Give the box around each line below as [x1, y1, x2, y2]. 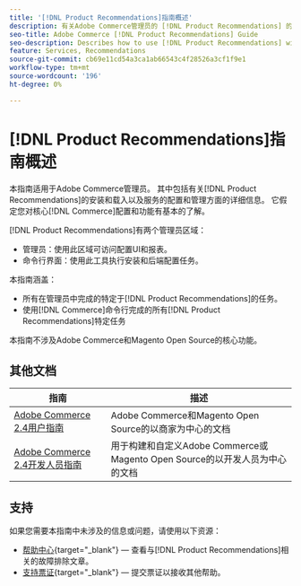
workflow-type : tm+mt [9, 64, 90, 73]
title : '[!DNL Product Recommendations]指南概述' [9, 13, 193, 22]
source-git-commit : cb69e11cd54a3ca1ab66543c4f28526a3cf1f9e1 [9, 55, 246, 64]
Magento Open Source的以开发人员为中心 [110, 453, 287, 466]
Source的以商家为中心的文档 [110, 423, 231, 435]
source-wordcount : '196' [9, 72, 102, 81]
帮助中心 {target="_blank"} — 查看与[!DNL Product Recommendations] [21, 545, 281, 555]
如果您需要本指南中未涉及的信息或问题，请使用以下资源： [9, 526, 221, 537]
